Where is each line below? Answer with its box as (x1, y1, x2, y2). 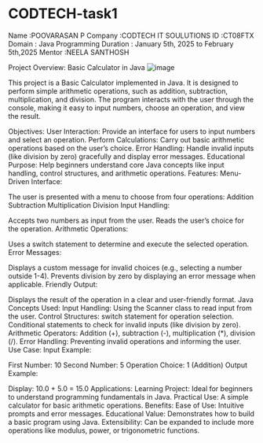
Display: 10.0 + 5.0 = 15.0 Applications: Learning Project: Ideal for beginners (8, 383, 254, 393)
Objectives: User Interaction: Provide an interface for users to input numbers (8, 127, 256, 136)
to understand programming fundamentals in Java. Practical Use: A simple (8, 392, 249, 401)
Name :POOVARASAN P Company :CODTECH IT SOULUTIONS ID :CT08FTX (8, 31, 254, 40)
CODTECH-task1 (8, 5, 118, 23)
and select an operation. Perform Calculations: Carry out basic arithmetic (8, 135, 245, 144)
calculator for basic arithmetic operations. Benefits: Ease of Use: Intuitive (8, 401, 245, 410)
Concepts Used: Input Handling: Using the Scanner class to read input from (8, 303, 253, 312)
